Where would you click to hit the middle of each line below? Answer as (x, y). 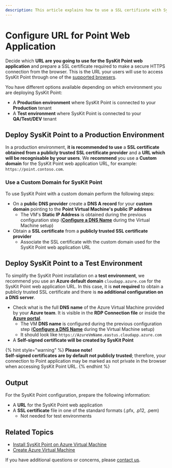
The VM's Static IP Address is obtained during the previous (83, 214)
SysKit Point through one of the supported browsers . (61, 77)
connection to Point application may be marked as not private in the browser (86, 361)
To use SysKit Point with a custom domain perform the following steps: (80, 194)
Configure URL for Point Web (68, 35)
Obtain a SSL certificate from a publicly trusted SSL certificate (80, 231)
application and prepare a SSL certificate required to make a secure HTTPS (85, 66)
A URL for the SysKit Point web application (58, 405)
